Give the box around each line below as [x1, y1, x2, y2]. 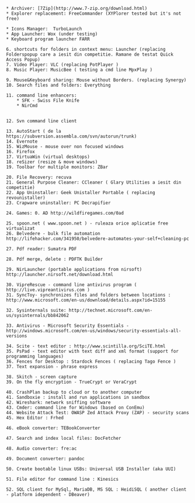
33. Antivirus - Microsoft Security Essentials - [6, 323, 130, 329]
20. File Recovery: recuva [6, 174, 72, 180]
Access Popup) [6, 57, 41, 63]
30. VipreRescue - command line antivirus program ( [6, 282, 137, 288]
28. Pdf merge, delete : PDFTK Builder [6, 256, 103, 262]
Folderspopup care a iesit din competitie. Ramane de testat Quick [6, 51, 174, 57]
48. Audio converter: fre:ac [6, 446, 77, 452]
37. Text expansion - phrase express [6, 364, 98, 370]
